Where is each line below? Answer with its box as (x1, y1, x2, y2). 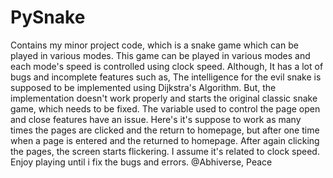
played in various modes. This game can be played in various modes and (10, 49, 311, 61)
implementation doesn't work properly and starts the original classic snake (10, 92, 318, 104)
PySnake (10, 6, 86, 29)
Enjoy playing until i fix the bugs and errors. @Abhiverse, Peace (10, 156, 273, 168)
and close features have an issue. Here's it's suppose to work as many (10, 113, 302, 125)
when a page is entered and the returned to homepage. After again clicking (10, 134, 320, 146)
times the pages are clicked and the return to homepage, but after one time (10, 124, 320, 136)
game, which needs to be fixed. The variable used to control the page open (10, 102, 321, 115)
